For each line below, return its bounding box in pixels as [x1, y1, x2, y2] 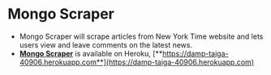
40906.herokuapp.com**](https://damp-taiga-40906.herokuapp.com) [19, 57, 255, 67]
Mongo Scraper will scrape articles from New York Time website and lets [19, 31, 264, 41]
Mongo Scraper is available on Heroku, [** [19, 48, 163, 58]
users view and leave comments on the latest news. [19, 40, 192, 49]
